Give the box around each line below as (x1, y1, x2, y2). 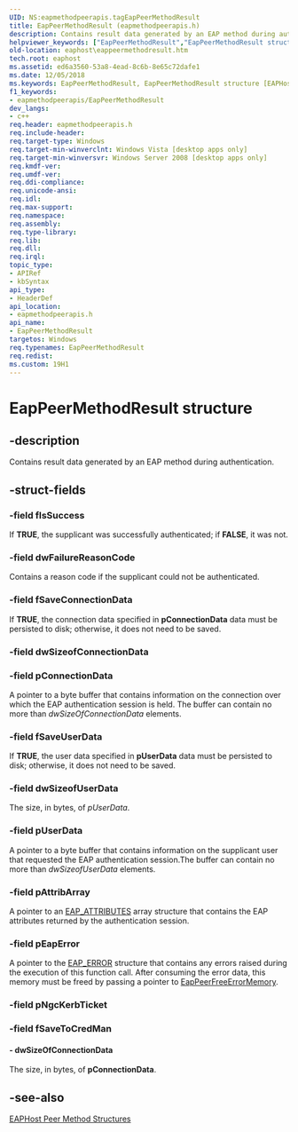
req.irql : (9, 252, 46, 262)
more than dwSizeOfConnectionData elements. (9, 708, 182, 719)
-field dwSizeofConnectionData (9, 645, 149, 658)
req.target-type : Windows (9, 137, 105, 146)
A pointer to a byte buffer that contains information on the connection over (9, 689, 281, 700)
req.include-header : (9, 129, 86, 138)
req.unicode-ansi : (9, 186, 77, 195)
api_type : (9, 285, 46, 294)
